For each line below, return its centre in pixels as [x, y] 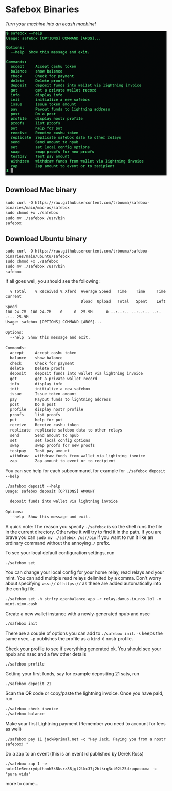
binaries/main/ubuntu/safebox [38, 256]
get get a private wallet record [53, 379]
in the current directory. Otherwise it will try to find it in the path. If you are [83, 532]
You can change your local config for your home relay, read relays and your [85, 572]
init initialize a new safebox [50, 389]
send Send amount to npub [45, 436]
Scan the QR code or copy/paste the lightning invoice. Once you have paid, [84, 693]
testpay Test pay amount [40, 451]
